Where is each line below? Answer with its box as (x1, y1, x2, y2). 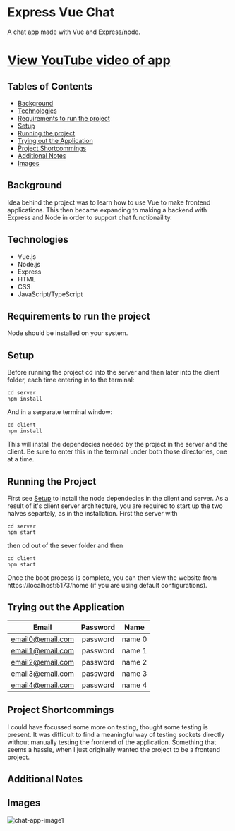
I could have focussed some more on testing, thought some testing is (7, 722, 208, 731)
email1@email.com (11, 645, 75, 655)
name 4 (121, 680, 147, 690)
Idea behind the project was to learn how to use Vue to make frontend (7, 198, 211, 207)
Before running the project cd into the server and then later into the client (7, 368, 220, 377)
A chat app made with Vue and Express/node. (7, 28, 141, 36)
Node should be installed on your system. (7, 329, 128, 337)
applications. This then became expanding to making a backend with (7, 205, 207, 214)
